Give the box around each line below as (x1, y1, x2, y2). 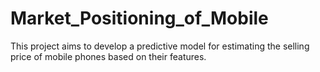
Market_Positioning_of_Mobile (10, 7, 269, 30)
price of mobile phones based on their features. (10, 50, 207, 62)
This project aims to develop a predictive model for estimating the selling (10, 40, 310, 52)
